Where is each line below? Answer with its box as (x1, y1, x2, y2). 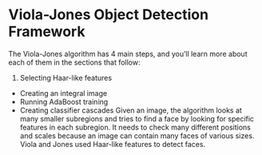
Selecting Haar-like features (19, 73, 113, 82)
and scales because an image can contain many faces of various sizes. (19, 130, 255, 141)
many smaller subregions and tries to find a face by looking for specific (19, 113, 254, 123)
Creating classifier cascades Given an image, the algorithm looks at (19, 105, 242, 115)
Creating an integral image (19, 88, 108, 97)
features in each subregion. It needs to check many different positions (19, 122, 252, 132)
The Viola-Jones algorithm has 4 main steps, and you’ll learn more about (8, 49, 248, 58)
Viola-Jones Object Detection (8, 6, 209, 24)
